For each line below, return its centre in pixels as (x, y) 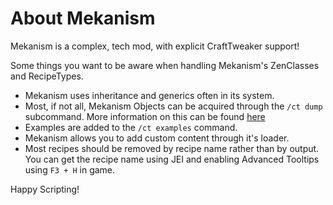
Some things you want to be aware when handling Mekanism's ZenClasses (165, 65)
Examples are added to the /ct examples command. (131, 127)
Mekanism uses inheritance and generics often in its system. (149, 95)
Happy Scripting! (45, 189)
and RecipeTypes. (47, 76)
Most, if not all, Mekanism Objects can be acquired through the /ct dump (173, 106)
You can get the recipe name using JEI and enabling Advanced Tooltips (172, 159)
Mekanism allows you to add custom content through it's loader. (157, 138)
